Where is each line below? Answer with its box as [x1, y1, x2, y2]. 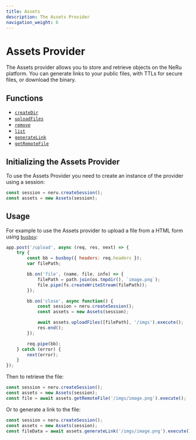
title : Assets [6, 8, 41, 15]
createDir [14, 110, 39, 116]
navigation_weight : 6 [6, 19, 59, 25]
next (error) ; [27, 352, 59, 358]
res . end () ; [37, 325, 64, 331]
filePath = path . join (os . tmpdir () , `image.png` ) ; [37, 276, 160, 282]
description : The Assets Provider [6, 14, 90, 20]
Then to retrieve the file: [6, 373, 64, 380]
